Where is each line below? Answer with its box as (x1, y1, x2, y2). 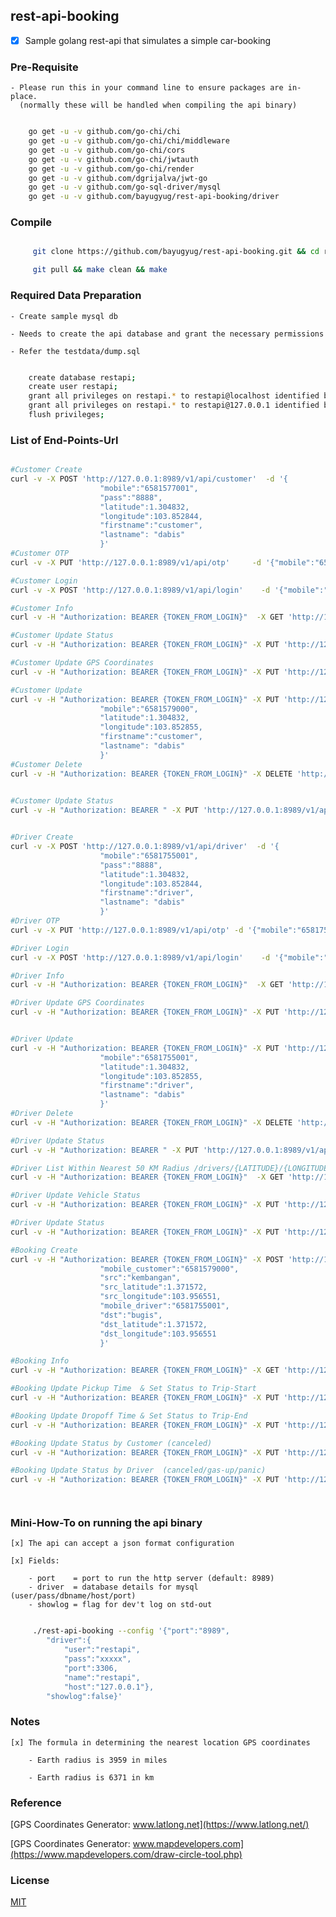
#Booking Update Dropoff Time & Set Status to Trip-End (10, 1410, 248, 1421)
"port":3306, (63, 1663, 118, 1673)
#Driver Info (10, 970, 65, 981)
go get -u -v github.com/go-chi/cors (28, 145, 186, 155)
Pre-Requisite (10, 60, 79, 74)
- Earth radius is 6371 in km (28, 1772, 155, 1783)
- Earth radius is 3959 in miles (28, 1755, 168, 1765)
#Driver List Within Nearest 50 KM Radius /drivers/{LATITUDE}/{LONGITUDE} (10, 1163, 333, 1173)
